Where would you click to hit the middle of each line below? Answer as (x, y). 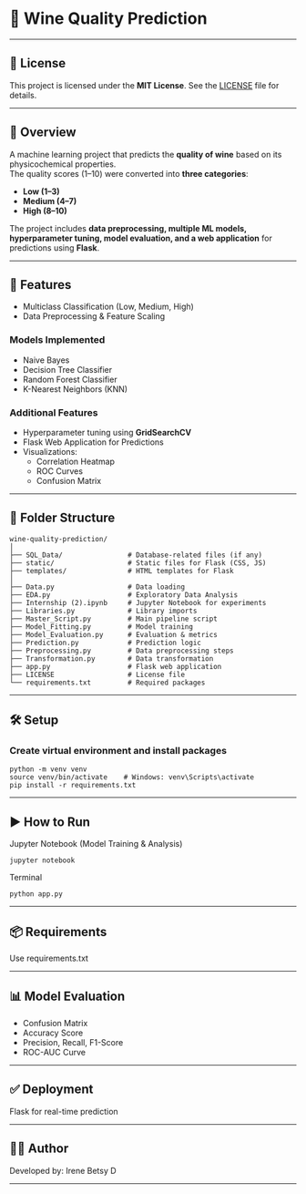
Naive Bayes (46, 360)
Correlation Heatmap (76, 461)
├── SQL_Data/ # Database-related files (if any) (136, 555)
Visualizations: (50, 451)
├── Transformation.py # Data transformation (112, 659)
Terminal (26, 878)
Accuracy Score (53, 1033)
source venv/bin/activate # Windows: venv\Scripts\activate (132, 777)
